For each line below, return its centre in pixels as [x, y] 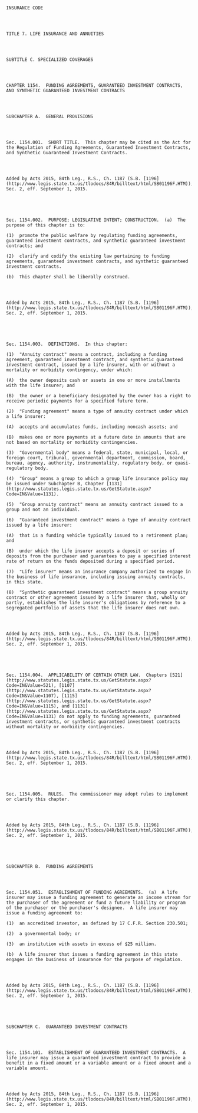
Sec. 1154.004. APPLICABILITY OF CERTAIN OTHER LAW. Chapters [87, 675]
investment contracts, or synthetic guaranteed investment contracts [93, 722]
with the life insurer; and [41, 385]
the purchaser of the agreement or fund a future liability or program [96, 903]
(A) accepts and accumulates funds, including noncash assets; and [92, 427]
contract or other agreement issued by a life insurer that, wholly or [96, 598]
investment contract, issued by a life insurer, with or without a [91, 365]
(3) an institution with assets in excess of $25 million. [82, 944]
